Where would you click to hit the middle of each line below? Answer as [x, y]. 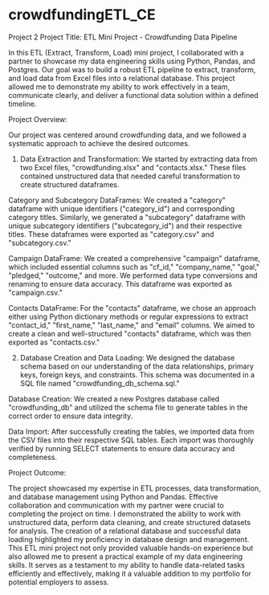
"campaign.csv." [35, 292]
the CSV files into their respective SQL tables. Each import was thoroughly [131, 440]
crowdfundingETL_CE [82, 15]
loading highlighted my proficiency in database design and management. [129, 539]
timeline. [22, 104]
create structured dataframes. [69, 184]
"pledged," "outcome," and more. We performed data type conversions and [133, 275]
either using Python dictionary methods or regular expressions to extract [128, 316]
